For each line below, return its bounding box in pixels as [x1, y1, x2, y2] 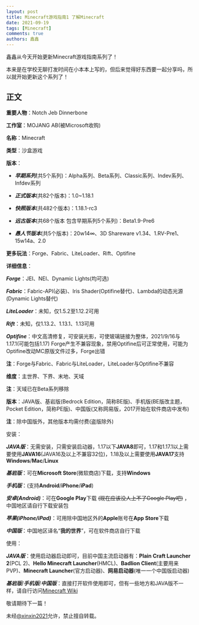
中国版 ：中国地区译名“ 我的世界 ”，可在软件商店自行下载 [6, 527, 141, 534]
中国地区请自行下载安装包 [6, 502, 69, 509]
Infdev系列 [14, 179, 41, 187]
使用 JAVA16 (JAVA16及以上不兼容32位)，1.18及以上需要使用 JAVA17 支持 [11, 450, 185, 457]
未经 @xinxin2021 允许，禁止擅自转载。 [6, 612, 99, 619]
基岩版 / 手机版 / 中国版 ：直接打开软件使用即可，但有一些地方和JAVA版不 [6, 579, 179, 586]
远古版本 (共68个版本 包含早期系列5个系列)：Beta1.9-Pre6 [14, 217, 155, 224]
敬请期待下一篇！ [6, 600, 48, 607]
